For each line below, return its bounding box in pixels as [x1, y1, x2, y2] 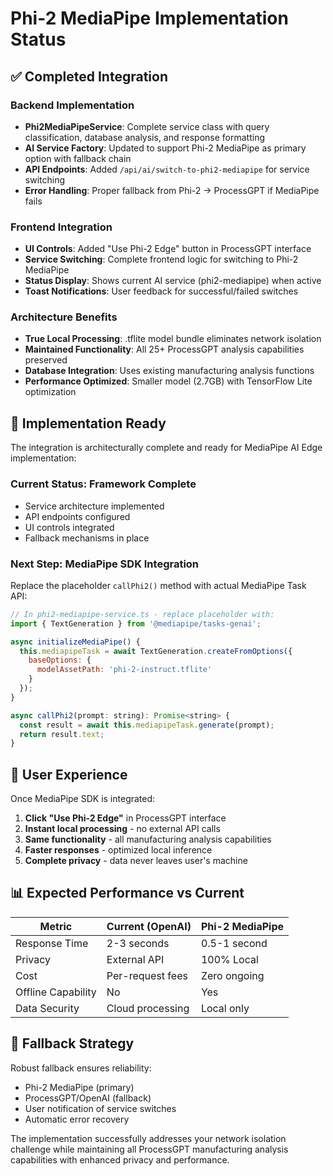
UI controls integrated [24, 521, 115, 533]
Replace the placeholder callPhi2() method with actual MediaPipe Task [10, 579, 307, 591]
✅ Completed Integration [10, 68, 168, 85]
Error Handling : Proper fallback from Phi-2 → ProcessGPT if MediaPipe [24, 184, 320, 196]
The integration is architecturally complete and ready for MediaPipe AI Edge [10, 442, 323, 454]
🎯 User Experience [10, 766, 128, 783]
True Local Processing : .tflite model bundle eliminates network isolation [24, 333, 322, 345]
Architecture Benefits [10, 310, 118, 324]
